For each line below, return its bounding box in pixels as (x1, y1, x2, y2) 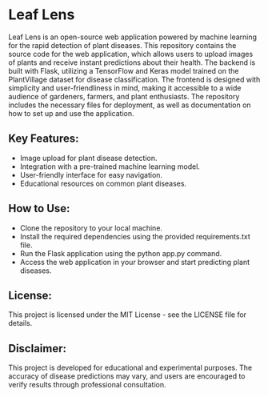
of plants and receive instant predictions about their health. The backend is (8, 58, 256, 67)
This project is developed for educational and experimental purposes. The (8, 363, 253, 373)
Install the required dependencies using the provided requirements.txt (19, 231, 250, 241)
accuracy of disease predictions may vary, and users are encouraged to (8, 371, 246, 381)
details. (8, 319, 33, 328)
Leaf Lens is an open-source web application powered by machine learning (8, 32, 258, 42)
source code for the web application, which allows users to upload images (8, 49, 254, 58)
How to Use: (8, 202, 70, 215)
